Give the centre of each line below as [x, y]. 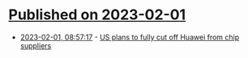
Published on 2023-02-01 [97, 15]
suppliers [36, 45]
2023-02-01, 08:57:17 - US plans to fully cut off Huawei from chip [130, 37]
